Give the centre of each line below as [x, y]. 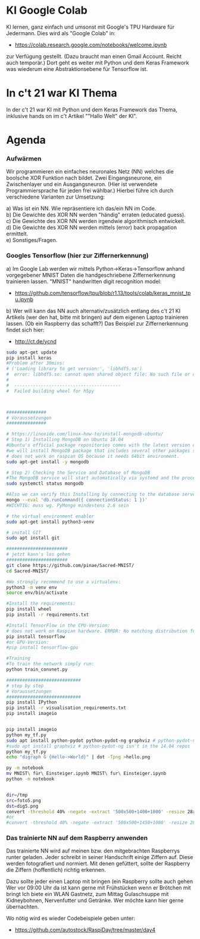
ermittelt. [17, 234]
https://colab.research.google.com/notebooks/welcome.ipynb [91, 45]
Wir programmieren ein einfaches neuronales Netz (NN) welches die [90, 172]
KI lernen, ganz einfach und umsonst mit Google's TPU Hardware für [90, 27]
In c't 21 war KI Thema [62, 93]
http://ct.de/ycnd [35, 341]
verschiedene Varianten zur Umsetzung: [56, 197]
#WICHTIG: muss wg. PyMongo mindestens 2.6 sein [68, 505]
